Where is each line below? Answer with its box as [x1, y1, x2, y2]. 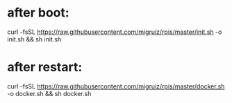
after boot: [7, 5, 69, 21]
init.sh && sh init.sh [7, 35, 62, 43]
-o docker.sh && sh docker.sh [7, 89, 92, 97]
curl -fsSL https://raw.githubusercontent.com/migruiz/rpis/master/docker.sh [7, 82, 225, 91]
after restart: [7, 59, 83, 75]
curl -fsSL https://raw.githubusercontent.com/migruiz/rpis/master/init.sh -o [7, 28, 222, 36]
